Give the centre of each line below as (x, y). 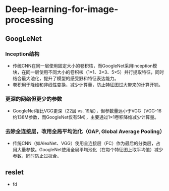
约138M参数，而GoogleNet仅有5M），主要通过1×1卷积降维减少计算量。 (86, 117)
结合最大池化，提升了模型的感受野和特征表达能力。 (66, 78)
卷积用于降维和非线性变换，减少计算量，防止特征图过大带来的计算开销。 (88, 85)
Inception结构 (22, 54)
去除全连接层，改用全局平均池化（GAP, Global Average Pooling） (85, 132)
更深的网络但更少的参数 (34, 99)
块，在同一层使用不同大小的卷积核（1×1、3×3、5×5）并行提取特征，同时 (88, 72)
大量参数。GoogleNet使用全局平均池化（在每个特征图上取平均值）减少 (90, 150)
